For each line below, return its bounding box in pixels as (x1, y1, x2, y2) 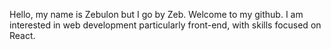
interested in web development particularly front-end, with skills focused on (9, 19, 322, 31)
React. (9, 30, 36, 41)
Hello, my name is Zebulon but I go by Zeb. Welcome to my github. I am (9, 9, 304, 20)
